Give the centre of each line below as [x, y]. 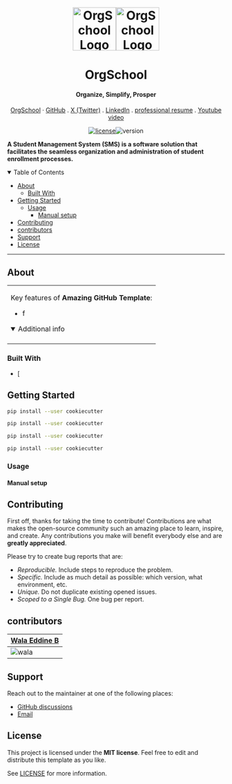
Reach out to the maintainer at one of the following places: [90, 693]
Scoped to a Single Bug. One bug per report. [80, 599]
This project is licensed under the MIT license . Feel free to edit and [103, 752]
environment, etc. [42, 585]
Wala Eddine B [35, 641]
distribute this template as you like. [57, 760]
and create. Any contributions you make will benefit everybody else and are [115, 536]
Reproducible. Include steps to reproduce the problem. [95, 570]
